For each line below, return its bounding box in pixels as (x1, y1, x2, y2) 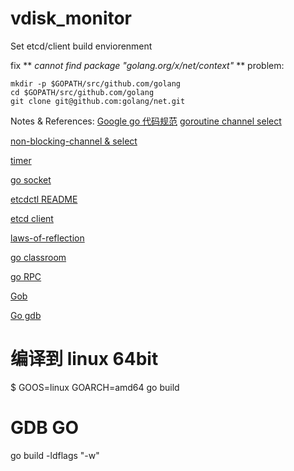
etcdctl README (10, 193, 78, 205)
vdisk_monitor (10, 7, 133, 30)
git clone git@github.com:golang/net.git (10, 96, 186, 106)
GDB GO (10, 417, 79, 439)
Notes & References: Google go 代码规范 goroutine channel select (10, 115, 282, 127)
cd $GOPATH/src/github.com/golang (10, 87, 155, 97)
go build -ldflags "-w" (10, 449, 100, 461)
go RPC (10, 270, 42, 282)
